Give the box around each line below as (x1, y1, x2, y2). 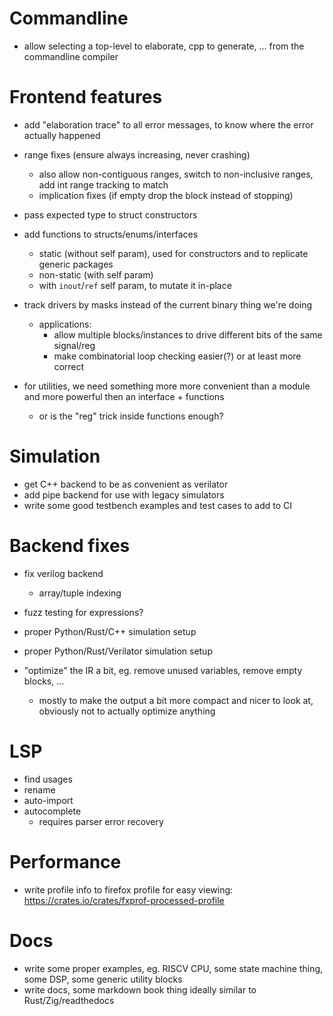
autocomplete (23, 805, 82, 817)
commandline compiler (23, 50, 119, 62)
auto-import (23, 794, 74, 806)
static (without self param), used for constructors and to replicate (38, 247, 309, 259)
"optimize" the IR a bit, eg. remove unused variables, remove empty (23, 664, 303, 676)
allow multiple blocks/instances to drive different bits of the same (53, 328, 323, 341)
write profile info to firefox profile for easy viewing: (23, 883, 234, 896)
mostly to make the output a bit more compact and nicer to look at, (38, 694, 314, 706)
